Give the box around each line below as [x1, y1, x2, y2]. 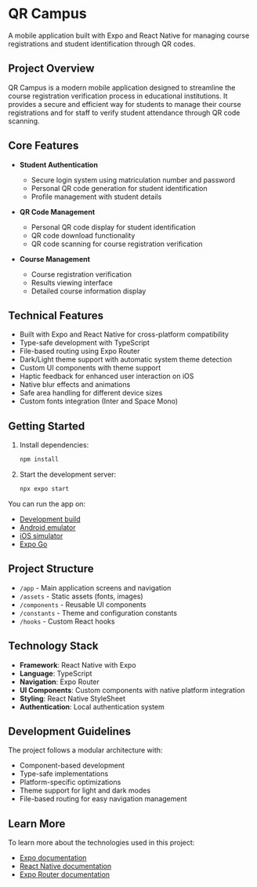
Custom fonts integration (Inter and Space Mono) [19, 396, 179, 406]
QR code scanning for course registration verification [31, 239, 203, 248]
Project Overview [8, 62, 95, 75]
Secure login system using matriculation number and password [31, 175, 235, 185]
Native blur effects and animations [19, 380, 131, 389]
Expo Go [19, 539, 48, 549]
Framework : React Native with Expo [19, 660, 136, 669]
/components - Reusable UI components [19, 599, 147, 609]
